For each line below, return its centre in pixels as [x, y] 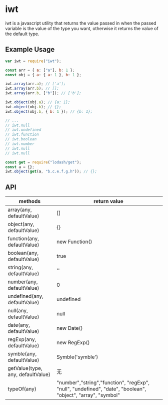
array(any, [20, 210]
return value [108, 201]
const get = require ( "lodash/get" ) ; [43, 162]
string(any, [20, 268]
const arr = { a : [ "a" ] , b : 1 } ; [40, 70]
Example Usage [30, 49]
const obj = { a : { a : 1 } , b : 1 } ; [43, 75]
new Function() [74, 242]
